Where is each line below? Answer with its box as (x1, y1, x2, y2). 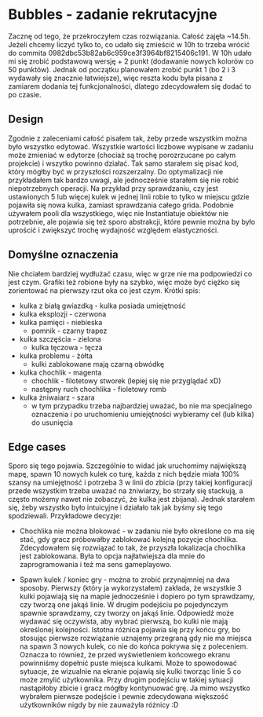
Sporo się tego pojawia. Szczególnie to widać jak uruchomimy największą (8, 461, 247, 470)
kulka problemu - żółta (19, 351, 93, 360)
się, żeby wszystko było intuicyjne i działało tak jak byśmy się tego (8, 503, 223, 512)
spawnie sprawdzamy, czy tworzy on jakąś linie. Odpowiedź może (19, 609, 234, 618)
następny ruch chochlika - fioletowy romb (31, 384, 167, 393)
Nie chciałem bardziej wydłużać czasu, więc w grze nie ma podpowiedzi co (8, 269, 253, 278)
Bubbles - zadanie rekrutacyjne (8, 5, 217, 24)
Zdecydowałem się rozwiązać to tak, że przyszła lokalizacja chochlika (19, 543, 246, 553)
